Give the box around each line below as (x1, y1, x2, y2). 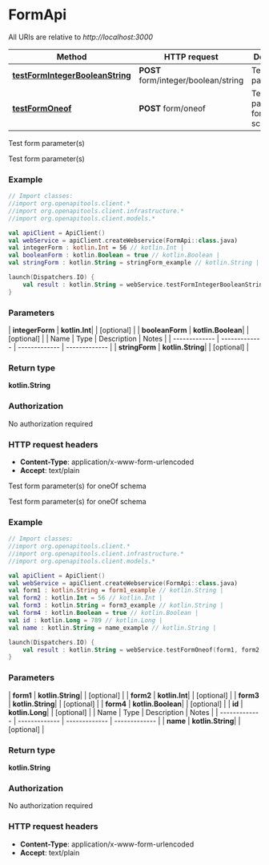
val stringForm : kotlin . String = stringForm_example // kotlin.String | (8, 259, 260, 267)
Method (56, 51, 87, 62)
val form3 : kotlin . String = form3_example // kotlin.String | (8, 601, 224, 610)
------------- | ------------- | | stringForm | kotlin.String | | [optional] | (17, 342, 250, 352)
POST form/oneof (139, 103, 207, 114)
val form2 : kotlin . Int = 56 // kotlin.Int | (8, 594, 163, 602)
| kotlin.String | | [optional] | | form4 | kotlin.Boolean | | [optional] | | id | (8, 699, 243, 709)
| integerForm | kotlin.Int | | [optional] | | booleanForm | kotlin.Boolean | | (8, 325, 250, 335)
